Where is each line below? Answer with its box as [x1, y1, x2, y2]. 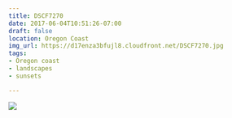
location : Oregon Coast [8, 34, 90, 43]
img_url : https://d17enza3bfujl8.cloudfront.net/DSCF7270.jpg [8, 42, 224, 50]
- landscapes [8, 65, 53, 73]
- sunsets [8, 72, 42, 80]
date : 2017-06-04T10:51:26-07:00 [8, 19, 122, 27]
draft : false [8, 27, 53, 35]
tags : [8, 49, 27, 57]
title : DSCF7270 [8, 11, 63, 20]
